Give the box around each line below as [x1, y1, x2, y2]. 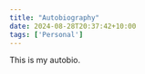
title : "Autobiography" [9, 13, 100, 23]
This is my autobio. [9, 55, 80, 66]
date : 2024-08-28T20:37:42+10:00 [9, 22, 137, 31]
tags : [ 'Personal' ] [9, 30, 84, 39]
